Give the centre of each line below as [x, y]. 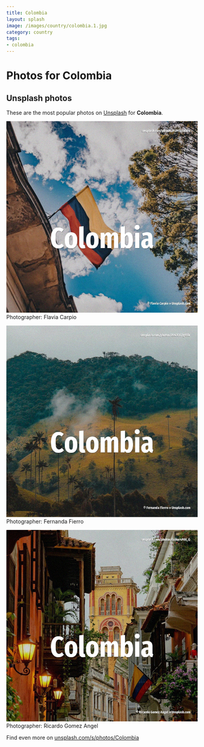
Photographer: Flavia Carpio [42, 317]
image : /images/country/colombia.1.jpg [57, 26]
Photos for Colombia [59, 76]
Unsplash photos [39, 98]
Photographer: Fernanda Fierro [45, 522]
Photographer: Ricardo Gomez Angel [52, 726]
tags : [13, 39]
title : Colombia [27, 13]
